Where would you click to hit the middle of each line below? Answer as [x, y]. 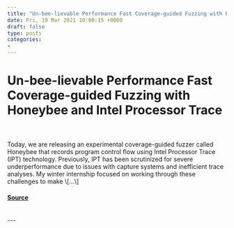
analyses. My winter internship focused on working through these [102, 174]
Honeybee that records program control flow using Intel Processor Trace [111, 151]
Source [18, 197]
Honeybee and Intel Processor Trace [115, 111]
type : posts [24, 33]
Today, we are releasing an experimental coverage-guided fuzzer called [110, 144]
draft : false [26, 26]
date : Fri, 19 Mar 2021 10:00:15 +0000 [65, 20]
